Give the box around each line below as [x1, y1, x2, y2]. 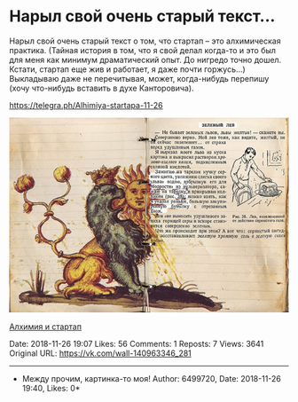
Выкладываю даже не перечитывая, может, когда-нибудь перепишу [9, 73, 270, 83]
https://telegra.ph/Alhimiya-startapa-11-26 [9, 99, 163, 110]
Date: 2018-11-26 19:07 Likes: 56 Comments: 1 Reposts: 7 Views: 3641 [9, 339, 264, 350]
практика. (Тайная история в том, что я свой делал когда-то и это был [9, 44, 277, 55]
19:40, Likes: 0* [21, 383, 81, 394]
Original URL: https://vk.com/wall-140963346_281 [9, 348, 192, 359]
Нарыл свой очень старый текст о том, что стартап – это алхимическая [9, 35, 281, 46]
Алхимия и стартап [9, 321, 82, 332]
